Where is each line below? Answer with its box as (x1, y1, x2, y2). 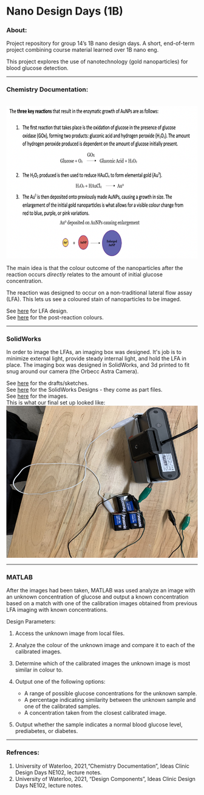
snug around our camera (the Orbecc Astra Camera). (6, 368, 139, 375)
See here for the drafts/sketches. (6, 380, 89, 387)
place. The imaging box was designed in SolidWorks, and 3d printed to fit (6, 361, 190, 369)
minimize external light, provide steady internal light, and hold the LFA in (6, 355, 186, 363)
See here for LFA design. (6, 307, 69, 314)
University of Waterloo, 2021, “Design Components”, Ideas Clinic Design (15, 775, 196, 782)
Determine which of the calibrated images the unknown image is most (15, 660, 190, 667)
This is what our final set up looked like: (6, 399, 106, 406)
